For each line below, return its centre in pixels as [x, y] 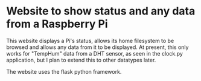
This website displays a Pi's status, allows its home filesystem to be [90, 40]
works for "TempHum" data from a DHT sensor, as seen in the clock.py [94, 53]
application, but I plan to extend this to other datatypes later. [81, 60]
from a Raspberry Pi [57, 24]
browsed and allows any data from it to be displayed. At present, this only [97, 47]
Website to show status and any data [101, 11]
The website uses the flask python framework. [64, 71]
